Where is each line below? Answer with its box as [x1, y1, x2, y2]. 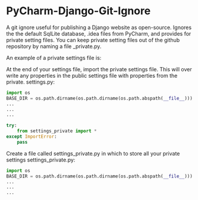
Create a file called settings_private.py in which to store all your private [6, 150, 180, 157]
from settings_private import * [17, 128, 97, 134]
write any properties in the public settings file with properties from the [6, 72, 178, 79]
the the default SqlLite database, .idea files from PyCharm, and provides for [6, 30, 191, 37]
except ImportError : [6, 134, 58, 140]
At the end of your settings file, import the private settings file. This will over [6, 65, 192, 72]
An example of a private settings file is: [6, 54, 102, 61]
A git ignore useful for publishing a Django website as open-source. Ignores [6, 24, 192, 31]
